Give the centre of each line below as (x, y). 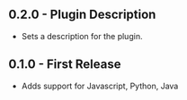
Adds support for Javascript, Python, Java (100, 86)
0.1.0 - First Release (65, 65)
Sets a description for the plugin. (82, 36)
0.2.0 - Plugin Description (82, 15)
